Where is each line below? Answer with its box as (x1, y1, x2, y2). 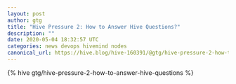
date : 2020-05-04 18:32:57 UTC (7, 36, 99, 43)
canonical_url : (7, 50, 52, 57)
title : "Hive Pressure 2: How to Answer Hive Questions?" (7, 23, 181, 30)
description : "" (7, 29, 55, 37)
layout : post (7, 10, 46, 17)
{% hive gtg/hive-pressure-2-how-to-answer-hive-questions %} (7, 68, 195, 77)
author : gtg (7, 17, 42, 24)
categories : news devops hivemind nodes (7, 43, 128, 50)
